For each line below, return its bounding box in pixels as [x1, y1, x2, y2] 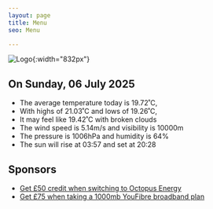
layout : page [8, 11, 51, 20]
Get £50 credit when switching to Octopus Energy [19, 184, 182, 192]
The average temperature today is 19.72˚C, [19, 98, 158, 108]
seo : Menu [8, 26, 41, 34]
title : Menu [8, 19, 47, 27]
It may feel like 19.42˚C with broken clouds [19, 115, 157, 124]
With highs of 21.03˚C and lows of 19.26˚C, [19, 107, 158, 116]
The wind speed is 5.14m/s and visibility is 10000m [19, 123, 184, 133]
